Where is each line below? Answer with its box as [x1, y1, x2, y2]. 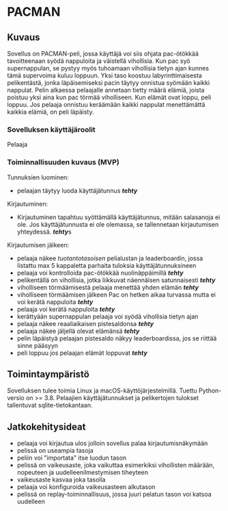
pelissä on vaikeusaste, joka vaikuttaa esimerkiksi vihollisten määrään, [16, 461, 215, 469]
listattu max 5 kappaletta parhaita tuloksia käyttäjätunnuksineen [16, 261, 197, 269]
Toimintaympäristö [7, 368, 90, 380]
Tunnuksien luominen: [7, 173, 70, 182]
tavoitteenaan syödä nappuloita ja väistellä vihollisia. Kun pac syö [7, 57, 191, 65]
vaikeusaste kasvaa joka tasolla [16, 475, 106, 484]
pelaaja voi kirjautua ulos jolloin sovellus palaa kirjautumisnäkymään [16, 439, 208, 447]
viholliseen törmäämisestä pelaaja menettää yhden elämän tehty [16, 283, 199, 291]
